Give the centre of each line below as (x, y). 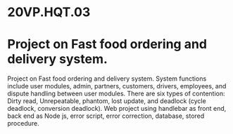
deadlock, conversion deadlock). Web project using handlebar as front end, (117, 109)
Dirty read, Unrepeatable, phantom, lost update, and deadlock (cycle (107, 101)
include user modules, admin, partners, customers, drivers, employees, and (117, 86)
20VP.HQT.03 (49, 12)
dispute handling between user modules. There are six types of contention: (116, 94)
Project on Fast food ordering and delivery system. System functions (107, 79)
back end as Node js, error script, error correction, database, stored (106, 116)
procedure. (24, 123)
